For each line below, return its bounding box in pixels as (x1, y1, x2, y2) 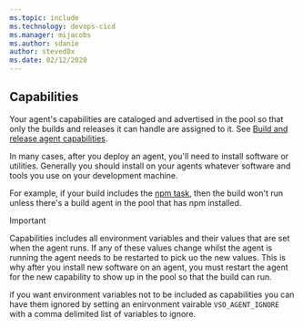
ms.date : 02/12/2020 (9, 56, 88, 65)
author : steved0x (9, 47, 76, 56)
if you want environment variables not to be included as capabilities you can (9, 289, 295, 300)
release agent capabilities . (9, 133, 108, 144)
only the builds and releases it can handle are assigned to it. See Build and (9, 123, 288, 134)
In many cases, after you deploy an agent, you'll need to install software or (9, 150, 289, 161)
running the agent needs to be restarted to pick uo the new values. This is (9, 251, 287, 262)
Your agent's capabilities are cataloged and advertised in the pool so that (9, 113, 284, 124)
